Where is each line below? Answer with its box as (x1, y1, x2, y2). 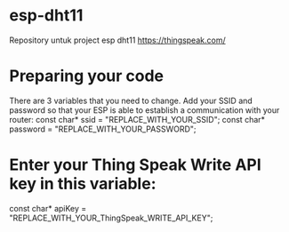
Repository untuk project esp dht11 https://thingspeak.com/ (9, 35, 226, 45)
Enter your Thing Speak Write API (9, 155, 262, 175)
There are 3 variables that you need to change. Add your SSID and (9, 95, 253, 106)
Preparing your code (9, 66, 165, 86)
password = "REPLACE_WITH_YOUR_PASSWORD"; (9, 124, 197, 134)
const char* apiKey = (9, 203, 87, 213)
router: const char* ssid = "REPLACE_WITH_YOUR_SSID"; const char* (9, 114, 265, 124)
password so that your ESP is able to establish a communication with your (9, 104, 280, 116)
